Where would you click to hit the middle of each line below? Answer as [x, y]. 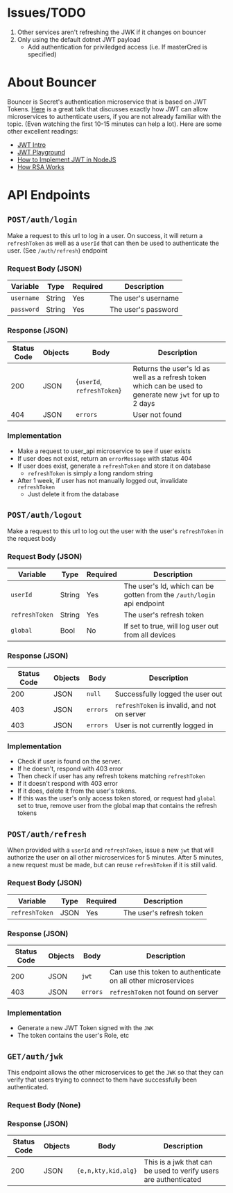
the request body [32, 538]
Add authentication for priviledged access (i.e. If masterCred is [118, 47]
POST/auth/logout [44, 515]
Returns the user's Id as [171, 369]
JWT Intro [32, 145]
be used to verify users [182, 1171]
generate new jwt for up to [176, 395]
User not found [157, 415]
